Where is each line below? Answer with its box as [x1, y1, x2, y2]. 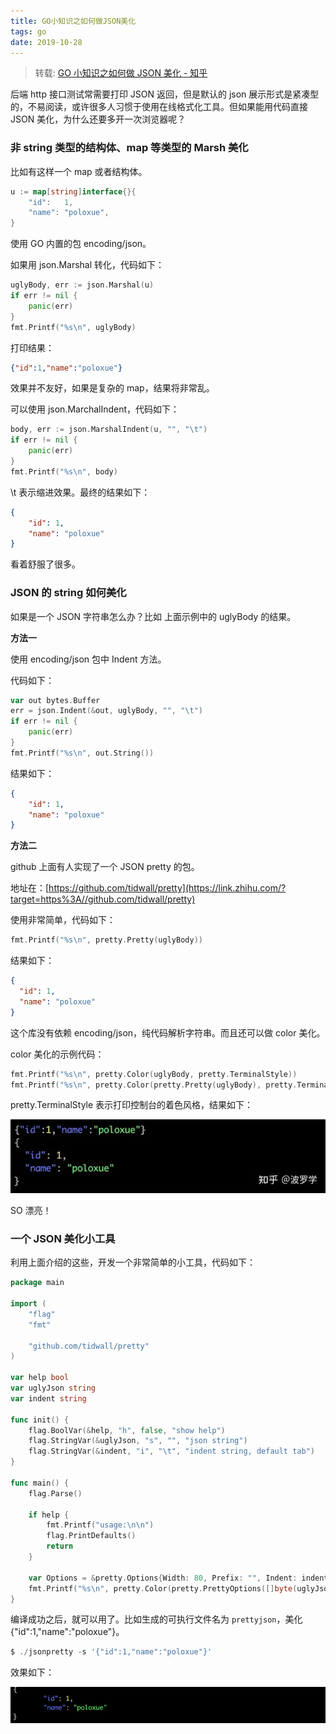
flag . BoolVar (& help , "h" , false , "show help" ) [28, 1425, 226, 1435]
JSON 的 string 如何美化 [10, 586, 127, 600]
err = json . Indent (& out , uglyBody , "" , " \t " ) [10, 706, 204, 716]
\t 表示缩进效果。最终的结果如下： [10, 486, 151, 498]
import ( [10, 1299, 47, 1309]
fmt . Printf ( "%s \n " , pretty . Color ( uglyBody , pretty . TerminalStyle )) [10, 1069, 298, 1079]
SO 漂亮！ [10, 1205, 52, 1217]
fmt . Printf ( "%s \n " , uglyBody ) [10, 322, 137, 332]
